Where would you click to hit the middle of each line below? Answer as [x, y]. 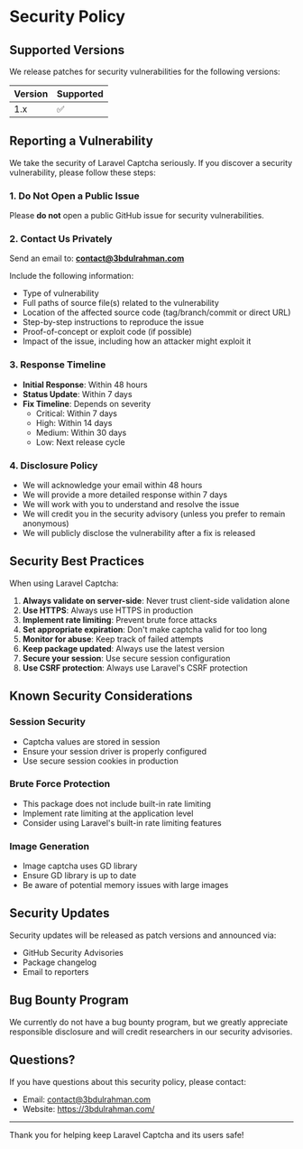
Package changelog [60, 962]
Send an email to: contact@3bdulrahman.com [97, 258]
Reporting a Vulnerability [81, 141]
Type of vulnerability [60, 293]
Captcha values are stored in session [91, 741]
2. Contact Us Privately [61, 239]
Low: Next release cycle [81, 442]
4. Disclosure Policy [54, 465]
